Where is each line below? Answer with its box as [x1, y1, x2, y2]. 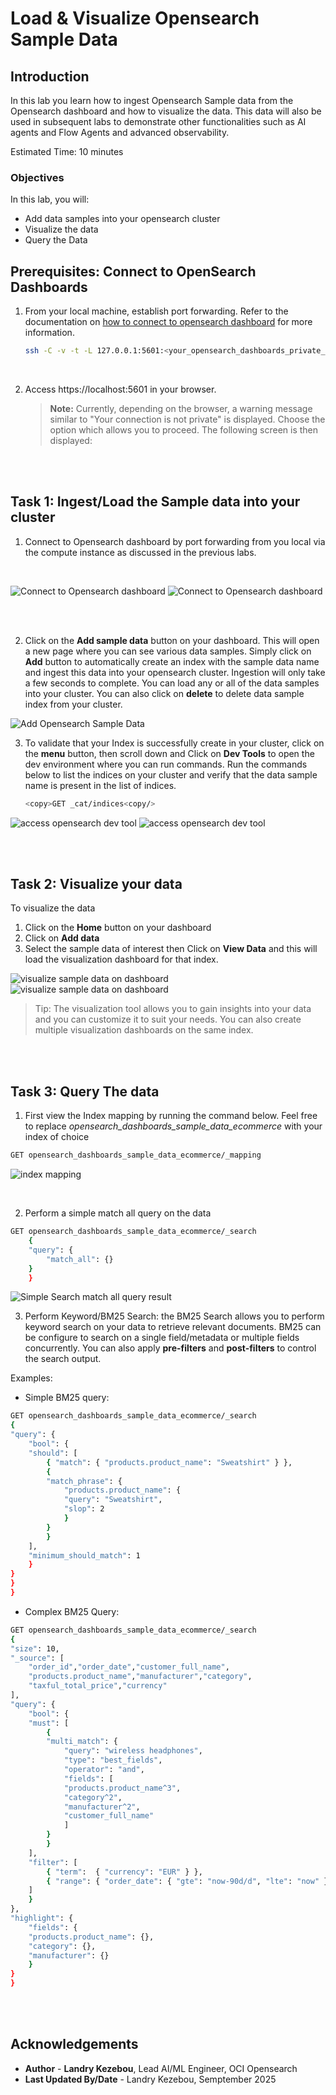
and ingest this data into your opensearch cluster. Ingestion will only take [24, 666, 326, 678]
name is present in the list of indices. [24, 779, 177, 791]
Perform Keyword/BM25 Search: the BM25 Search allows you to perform [24, 1310, 325, 1322]
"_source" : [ [10, 1653, 65, 1663]
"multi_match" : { [46, 1737, 118, 1747]
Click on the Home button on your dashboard [24, 922, 212, 934]
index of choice [24, 1131, 90, 1143]
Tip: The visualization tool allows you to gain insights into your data [34, 1003, 312, 1015]
